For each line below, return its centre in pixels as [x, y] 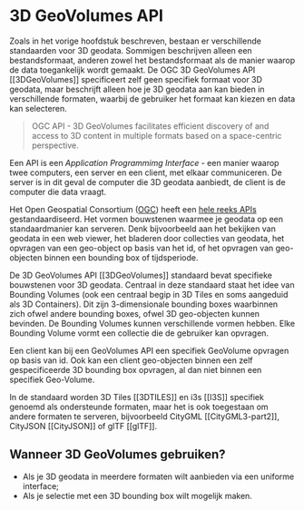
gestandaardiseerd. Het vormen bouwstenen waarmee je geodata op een [147, 219]
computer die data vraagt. [58, 191]
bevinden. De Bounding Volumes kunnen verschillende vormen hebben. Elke [152, 323]
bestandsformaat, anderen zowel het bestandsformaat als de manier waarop [152, 60]
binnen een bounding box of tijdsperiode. [121, 257]
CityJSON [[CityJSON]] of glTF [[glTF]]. [83, 426]
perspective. [55, 145]
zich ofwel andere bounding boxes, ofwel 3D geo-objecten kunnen [135, 313]
